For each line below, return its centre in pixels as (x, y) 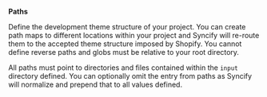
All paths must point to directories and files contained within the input (123, 68)
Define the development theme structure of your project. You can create (127, 27)
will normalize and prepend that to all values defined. (95, 84)
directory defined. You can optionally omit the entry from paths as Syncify (130, 76)
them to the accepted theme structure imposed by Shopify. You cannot (125, 44)
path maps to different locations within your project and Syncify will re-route (134, 35)
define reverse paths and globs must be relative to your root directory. (124, 52)
